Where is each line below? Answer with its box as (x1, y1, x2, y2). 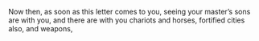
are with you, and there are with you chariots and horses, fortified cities (8, 15, 245, 25)
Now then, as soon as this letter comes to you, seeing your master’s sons (8, 7, 251, 16)
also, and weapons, (8, 24, 73, 33)
